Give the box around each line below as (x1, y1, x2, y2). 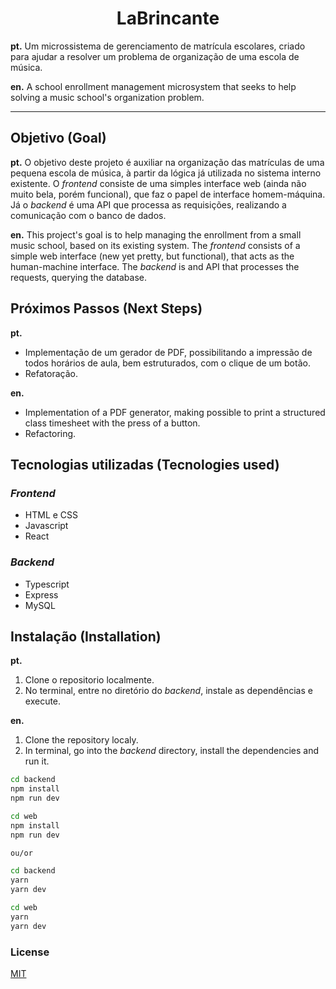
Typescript (24, 578, 70, 590)
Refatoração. (24, 367, 78, 379)
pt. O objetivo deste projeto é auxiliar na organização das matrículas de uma (10, 156, 325, 168)
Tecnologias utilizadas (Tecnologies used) (10, 456, 280, 473)
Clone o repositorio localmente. (24, 674, 155, 686)
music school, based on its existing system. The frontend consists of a (10, 239, 301, 251)
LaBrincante (116, 7, 220, 30)
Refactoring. (24, 427, 77, 439)
